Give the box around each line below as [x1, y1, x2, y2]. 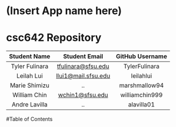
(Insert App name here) [6, 4, 122, 18]
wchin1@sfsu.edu [58, 91, 108, 99]
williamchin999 [120, 91, 163, 99]
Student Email [62, 52, 104, 61]
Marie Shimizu [9, 81, 50, 89]
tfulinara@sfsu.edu [57, 62, 109, 71]
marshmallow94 [119, 81, 164, 89]
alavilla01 [128, 101, 155, 109]
